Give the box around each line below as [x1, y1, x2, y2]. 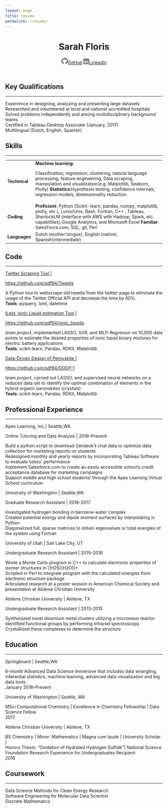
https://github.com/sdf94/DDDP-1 [5, 365, 75, 371]
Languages [7, 234, 31, 240]
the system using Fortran [5, 530, 56, 536]
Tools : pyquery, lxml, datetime [5, 301, 67, 307]
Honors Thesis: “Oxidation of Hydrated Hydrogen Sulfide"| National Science [5, 744, 162, 750]
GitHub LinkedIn [67, 60, 107, 66]
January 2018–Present [5, 684, 51, 690]
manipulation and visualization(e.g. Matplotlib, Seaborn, [35, 181, 150, 187]
